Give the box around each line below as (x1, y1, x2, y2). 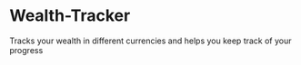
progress (9, 44, 44, 55)
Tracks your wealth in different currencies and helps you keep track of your (9, 35, 293, 46)
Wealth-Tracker (9, 5, 131, 26)
